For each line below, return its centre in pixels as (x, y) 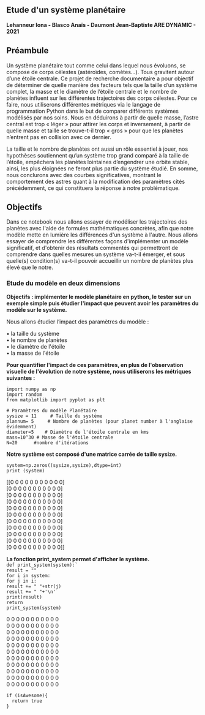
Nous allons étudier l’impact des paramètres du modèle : (78, 322)
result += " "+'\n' (31, 592)
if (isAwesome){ (27, 695)
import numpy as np (31, 389)
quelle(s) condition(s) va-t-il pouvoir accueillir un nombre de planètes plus (100, 261)
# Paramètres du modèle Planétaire (52, 410)
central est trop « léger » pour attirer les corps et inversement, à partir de (99, 124)
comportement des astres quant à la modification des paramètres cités (96, 181)
